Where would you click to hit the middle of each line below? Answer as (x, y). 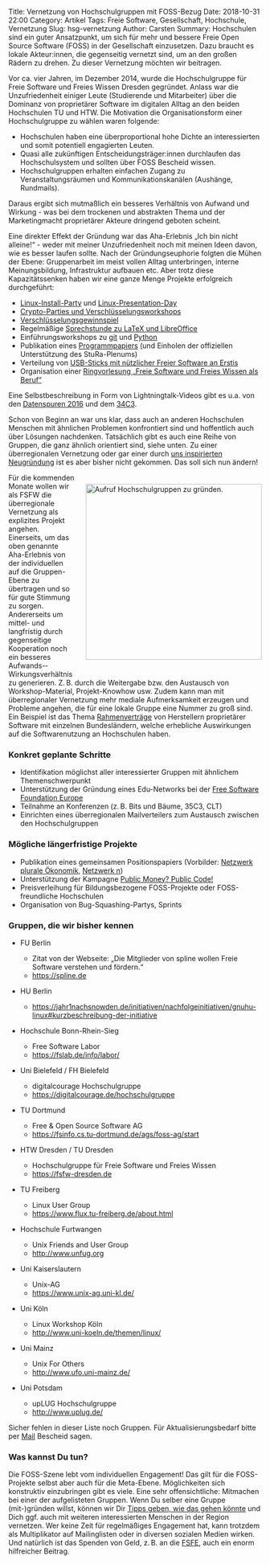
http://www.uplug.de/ (67, 1412)
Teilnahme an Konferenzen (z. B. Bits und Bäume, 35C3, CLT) (121, 806)
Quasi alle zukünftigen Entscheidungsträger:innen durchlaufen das (130, 154)
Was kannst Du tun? (48, 1456)
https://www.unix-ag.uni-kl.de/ (83, 1292)
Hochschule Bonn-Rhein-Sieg (69, 1030)
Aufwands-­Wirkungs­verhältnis (41, 669)
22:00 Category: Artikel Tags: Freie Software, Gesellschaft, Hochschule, (127, 20)
